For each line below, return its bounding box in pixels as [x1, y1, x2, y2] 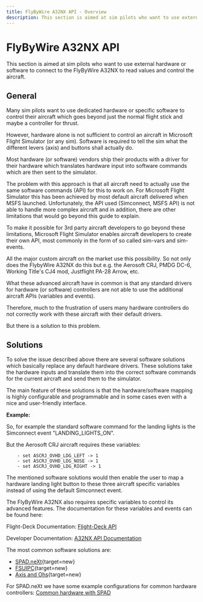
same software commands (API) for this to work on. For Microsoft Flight [6, 187, 185, 194]
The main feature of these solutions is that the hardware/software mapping [6, 387, 193, 394]
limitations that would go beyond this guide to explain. [6, 213, 141, 220]
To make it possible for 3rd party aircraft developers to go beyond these [6, 224, 185, 231]
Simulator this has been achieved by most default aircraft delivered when [6, 193, 188, 200]
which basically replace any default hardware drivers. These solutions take [6, 362, 193, 370]
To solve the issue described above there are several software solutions [6, 356, 185, 363]
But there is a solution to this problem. [6, 322, 101, 330]
